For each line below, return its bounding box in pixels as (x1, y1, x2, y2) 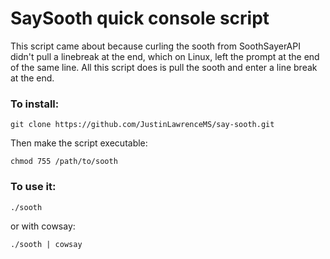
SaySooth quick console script (10, 7, 270, 30)
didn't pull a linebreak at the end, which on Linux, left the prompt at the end (10, 50, 320, 62)
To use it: (10, 180, 57, 194)
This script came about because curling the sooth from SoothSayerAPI (10, 40, 301, 52)
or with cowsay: (10, 220, 76, 232)
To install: (10, 97, 60, 111)
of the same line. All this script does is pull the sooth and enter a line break (10, 61, 318, 73)
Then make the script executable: (10, 137, 148, 149)
